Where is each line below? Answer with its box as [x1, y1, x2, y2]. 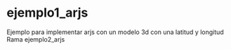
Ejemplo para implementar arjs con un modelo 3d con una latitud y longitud [6, 28, 224, 36]
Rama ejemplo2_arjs [6, 35, 65, 43]
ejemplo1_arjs [6, 5, 88, 21]
